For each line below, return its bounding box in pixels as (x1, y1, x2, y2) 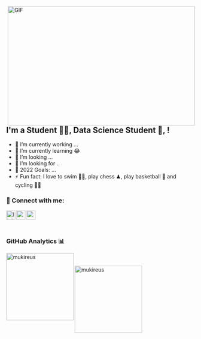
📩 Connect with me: (6, 196, 65, 205)
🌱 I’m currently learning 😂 (14, 147, 81, 155)
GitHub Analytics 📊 (6, 237, 65, 245)
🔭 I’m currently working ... (14, 141, 79, 148)
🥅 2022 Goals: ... (14, 167, 56, 174)
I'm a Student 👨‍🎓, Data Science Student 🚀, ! (6, 125, 170, 135)
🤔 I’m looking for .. (14, 160, 60, 167)
